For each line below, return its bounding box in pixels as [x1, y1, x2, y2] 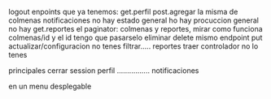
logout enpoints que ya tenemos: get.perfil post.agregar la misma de [8, 7, 238, 16]
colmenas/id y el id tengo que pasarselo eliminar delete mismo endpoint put [8, 32, 263, 42]
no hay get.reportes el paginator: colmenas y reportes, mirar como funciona [8, 24, 263, 33]
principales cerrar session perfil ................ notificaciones [8, 66, 199, 75]
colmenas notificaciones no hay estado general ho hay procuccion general [8, 15, 259, 25]
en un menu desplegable [8, 81, 92, 91]
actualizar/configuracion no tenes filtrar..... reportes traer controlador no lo [8, 41, 259, 51]
